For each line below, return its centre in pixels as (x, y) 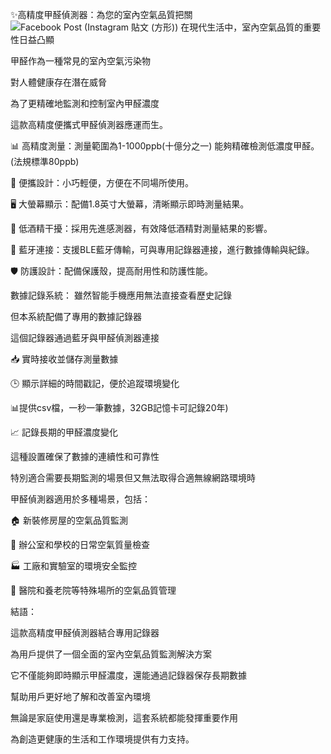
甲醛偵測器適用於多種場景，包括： (80, 499)
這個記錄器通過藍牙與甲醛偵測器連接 (85, 337)
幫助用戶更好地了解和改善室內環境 (80, 696)
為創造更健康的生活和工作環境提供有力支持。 (102, 739)
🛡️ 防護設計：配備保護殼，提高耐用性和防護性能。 (111, 271)
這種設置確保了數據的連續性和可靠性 (85, 456)
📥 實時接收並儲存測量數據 (64, 359)
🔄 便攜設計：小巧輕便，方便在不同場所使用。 (102, 182)
